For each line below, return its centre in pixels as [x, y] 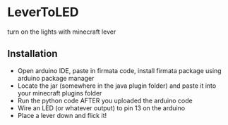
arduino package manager [56, 78]
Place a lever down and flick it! [62, 115]
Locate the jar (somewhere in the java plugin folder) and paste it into [117, 86]
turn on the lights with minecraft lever [62, 32]
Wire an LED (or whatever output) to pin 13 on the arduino [101, 108]
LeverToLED [43, 12]
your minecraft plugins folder [60, 93]
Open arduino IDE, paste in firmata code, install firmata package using [119, 70]
